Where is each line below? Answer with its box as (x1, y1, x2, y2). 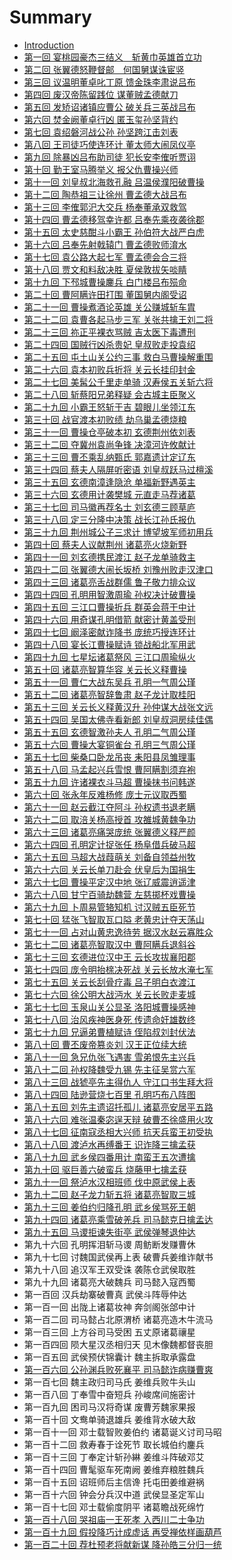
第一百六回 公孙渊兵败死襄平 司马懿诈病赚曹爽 (23, 1363, 214, 1375)
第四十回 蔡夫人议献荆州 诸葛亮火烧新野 (23, 538, 187, 550)
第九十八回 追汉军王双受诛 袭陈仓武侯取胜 (23, 1263, 196, 1275)
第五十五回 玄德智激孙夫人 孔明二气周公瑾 (23, 726, 196, 738)
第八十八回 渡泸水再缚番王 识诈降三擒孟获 (23, 1138, 196, 1150)
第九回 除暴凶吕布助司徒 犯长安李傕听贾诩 (23, 151, 196, 163)
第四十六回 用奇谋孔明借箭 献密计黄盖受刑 (23, 613, 196, 625)
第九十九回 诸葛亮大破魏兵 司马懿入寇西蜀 (23, 1276, 196, 1288)
